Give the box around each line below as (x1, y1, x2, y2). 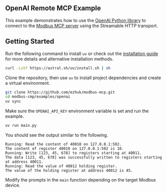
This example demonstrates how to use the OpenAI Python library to (5, 17, 146, 23)
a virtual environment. (5, 80, 50, 86)
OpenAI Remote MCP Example (5, 4, 101, 13)
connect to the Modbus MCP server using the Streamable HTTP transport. (5, 23, 158, 29)
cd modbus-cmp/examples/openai (5, 94, 70, 99)
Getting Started (5, 37, 54, 46)
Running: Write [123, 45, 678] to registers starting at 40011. (5, 150, 142, 155)
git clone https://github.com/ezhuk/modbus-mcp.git (5, 90, 115, 95)
